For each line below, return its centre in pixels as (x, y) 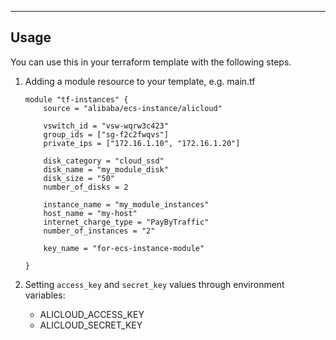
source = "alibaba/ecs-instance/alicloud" (133, 108)
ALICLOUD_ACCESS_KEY (92, 314)
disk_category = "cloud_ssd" (104, 161)
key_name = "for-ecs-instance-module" (124, 248)
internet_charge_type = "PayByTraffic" (126, 222)
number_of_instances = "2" (99, 231)
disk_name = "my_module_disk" (106, 169)
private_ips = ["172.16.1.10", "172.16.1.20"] (142, 143)
